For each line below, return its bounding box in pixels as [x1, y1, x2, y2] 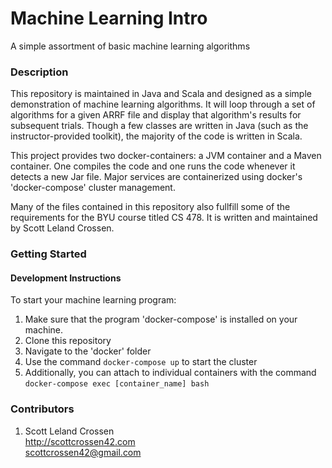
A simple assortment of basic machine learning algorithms [10, 40, 251, 52]
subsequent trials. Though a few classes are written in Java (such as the [10, 120, 309, 132]
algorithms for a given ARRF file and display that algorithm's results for [10, 109, 302, 121]
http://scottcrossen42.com [24, 435, 136, 447]
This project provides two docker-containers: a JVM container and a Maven [10, 150, 322, 162]
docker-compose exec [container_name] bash [24, 379, 210, 389]
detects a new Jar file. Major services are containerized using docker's [10, 171, 303, 183]
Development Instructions [10, 272, 122, 284]
